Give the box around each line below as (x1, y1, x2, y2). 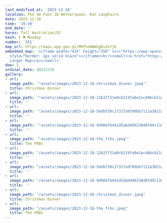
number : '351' (5, 40, 35, 45)
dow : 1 (5, 63, 19, 68)
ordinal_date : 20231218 (5, 68, 55, 73)
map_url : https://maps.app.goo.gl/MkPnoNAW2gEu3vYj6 (5, 44, 117, 49)
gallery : (5, 72, 23, 77)
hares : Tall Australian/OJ (5, 30, 61, 35)
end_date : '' (5, 26, 32, 31)
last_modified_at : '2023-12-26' (5, 7, 72, 12)
